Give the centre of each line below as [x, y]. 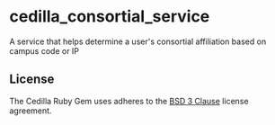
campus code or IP [44, 50]
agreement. [31, 111]
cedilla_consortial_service [110, 17]
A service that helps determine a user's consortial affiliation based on [138, 41]
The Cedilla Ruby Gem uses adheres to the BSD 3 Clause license [129, 101]
